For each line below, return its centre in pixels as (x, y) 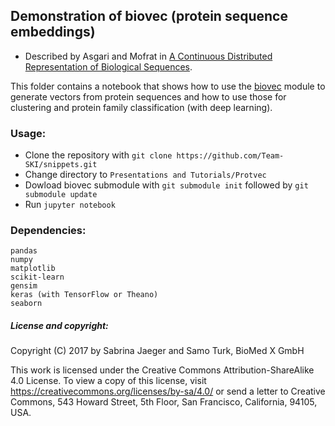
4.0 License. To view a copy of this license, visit (108, 381)
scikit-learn (37, 277)
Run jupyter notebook (70, 205)
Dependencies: (48, 231)
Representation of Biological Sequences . (108, 66)
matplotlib (33, 269)
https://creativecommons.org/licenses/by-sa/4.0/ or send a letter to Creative (168, 391)
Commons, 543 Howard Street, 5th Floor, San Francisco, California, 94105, (164, 402)
